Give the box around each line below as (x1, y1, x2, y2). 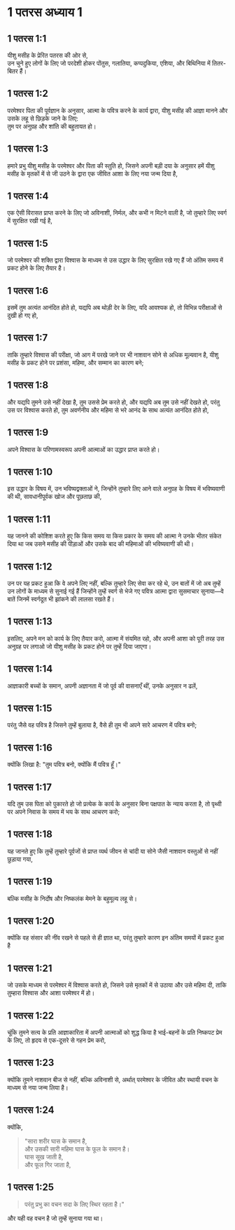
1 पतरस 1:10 (7, 466, 53, 478)
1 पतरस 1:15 (7, 702, 52, 714)
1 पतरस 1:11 (7, 513, 51, 525)
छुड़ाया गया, (7, 855, 33, 863)
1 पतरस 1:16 (7, 742, 52, 754)
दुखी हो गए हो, (7, 312, 38, 320)
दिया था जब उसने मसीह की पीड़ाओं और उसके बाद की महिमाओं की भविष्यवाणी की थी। (7, 540, 194, 548)
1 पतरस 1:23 (7, 1057, 55, 1069)
